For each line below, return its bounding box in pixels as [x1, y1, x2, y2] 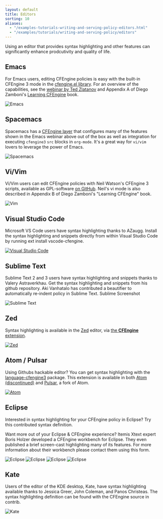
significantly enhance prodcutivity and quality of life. [5, 49, 111, 54]
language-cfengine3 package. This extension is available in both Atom [5, 374, 147, 380]
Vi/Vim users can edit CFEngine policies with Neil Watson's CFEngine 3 [5, 181, 149, 186]
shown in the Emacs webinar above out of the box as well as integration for [5, 133, 157, 139]
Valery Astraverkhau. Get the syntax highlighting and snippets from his [5, 280, 148, 286]
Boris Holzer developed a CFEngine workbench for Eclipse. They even [5, 436, 147, 442]
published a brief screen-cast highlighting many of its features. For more [5, 441, 152, 447]
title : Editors [5, 12, 36, 17]
